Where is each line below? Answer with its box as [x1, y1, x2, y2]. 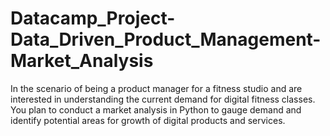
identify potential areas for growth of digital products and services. [10, 114, 286, 126]
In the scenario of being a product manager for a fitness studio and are [10, 82, 303, 94]
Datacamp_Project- [10, 7, 176, 30]
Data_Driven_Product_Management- [10, 28, 322, 51]
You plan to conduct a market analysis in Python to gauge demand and [10, 103, 302, 116]
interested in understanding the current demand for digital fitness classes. [10, 93, 316, 105]
